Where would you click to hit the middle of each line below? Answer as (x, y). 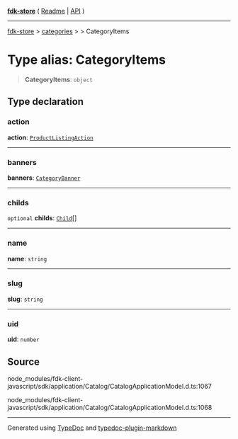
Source (24, 361)
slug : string (25, 299)
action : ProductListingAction (50, 137)
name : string (27, 258)
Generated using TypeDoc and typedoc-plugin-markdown (92, 428)
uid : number (24, 339)
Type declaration (45, 102)
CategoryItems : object (59, 79)
